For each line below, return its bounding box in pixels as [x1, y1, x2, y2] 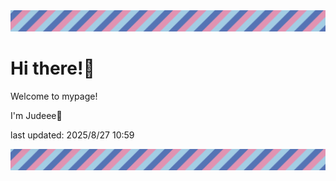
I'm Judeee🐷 [10, 109, 63, 121]
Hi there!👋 [10, 57, 95, 80]
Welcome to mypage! [10, 90, 98, 102]
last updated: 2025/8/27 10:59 [10, 129, 135, 141]
